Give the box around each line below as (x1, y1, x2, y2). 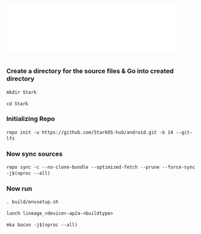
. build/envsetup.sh (6, 199, 59, 205)
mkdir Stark (6, 89, 37, 95)
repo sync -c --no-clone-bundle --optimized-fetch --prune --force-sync (6, 164, 196, 170)
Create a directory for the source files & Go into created (6, 67, 174, 75)
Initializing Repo (6, 115, 55, 123)
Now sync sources (6, 149, 63, 158)
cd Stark (6, 100, 29, 107)
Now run (6, 185, 32, 193)
